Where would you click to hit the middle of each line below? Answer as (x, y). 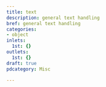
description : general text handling (53, 18)
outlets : (17, 52)
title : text (21, 12)
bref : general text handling (44, 23)
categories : (21, 29)
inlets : (16, 40)
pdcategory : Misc (28, 69)
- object (17, 35)
